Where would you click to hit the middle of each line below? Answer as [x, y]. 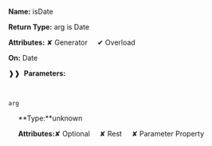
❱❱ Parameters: [37, 73]
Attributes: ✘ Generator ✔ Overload [72, 42]
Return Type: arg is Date [49, 27]
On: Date [23, 58]
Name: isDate [31, 12]
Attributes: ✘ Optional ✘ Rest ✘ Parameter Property [111, 134]
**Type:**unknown [50, 118]
